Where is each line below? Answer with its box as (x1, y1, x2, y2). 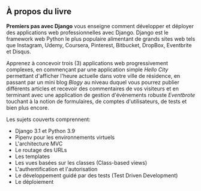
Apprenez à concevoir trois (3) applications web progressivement (6, 59, 168, 66)
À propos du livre (6, 7, 72, 17)
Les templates (14, 153, 50, 160)
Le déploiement (14, 178, 54, 185)
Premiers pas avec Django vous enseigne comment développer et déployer (6, 22, 194, 29)
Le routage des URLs (14, 146, 67, 153)
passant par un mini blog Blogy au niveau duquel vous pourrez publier (6, 78, 180, 86)
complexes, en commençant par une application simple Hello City (6, 66, 169, 73)
